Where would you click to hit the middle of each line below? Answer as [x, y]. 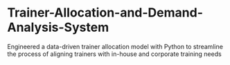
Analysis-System [58, 27]
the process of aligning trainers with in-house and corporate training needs [114, 54]
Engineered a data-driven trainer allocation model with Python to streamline [115, 46]
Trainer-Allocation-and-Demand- [105, 13]
